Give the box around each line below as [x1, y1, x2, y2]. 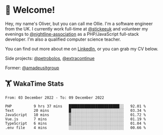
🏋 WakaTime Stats [5, 80, 64, 88]
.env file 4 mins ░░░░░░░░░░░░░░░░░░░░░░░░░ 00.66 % [5, 125, 146, 130]
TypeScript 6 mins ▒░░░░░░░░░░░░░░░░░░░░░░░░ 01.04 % [5, 121, 146, 126]
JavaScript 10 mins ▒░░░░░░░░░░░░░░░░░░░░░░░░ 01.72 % [5, 112, 146, 117]
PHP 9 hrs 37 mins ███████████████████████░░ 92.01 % [5, 104, 146, 108]
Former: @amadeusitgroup [5, 65, 59, 71]
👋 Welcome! [5, 4, 55, 16]
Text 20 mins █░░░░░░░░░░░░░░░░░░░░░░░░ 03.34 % [5, 108, 146, 113]
